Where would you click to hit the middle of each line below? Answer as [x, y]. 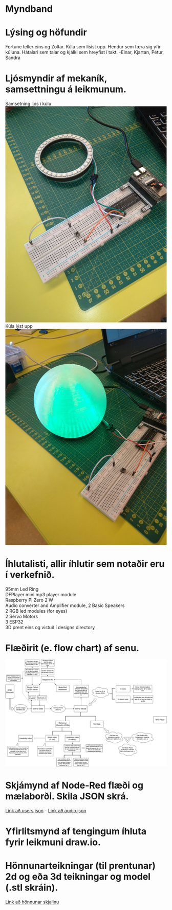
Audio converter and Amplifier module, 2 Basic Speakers [65, 605]
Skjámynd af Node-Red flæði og [74, 785]
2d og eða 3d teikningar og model [78, 876]
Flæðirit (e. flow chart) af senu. [72, 648]
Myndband [29, 9]
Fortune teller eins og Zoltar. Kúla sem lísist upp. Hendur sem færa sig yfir [83, 47]
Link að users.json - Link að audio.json [46, 810]
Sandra [13, 58]
